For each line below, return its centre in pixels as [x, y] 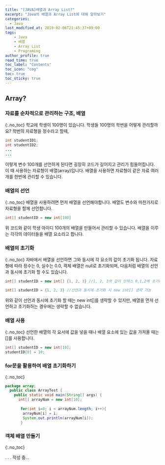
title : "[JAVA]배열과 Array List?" [40, 10]
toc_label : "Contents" [28, 65]
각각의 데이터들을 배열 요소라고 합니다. [47, 234]
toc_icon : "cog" [22, 70]
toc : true [15, 74]
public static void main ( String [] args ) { [58, 395]
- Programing [27, 51]
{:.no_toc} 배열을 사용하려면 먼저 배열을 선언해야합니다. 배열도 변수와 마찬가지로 [82, 202]
